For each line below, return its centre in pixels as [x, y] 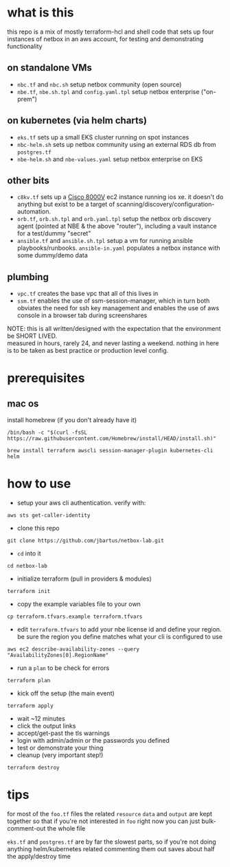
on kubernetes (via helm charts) [77, 120]
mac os [23, 403]
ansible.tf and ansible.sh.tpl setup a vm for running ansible [105, 241]
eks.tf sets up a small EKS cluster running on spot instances [103, 137]
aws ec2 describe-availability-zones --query [73, 649]
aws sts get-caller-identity [49, 516]
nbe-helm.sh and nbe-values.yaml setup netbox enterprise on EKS [110, 159]
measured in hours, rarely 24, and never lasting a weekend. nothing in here [113, 343]
